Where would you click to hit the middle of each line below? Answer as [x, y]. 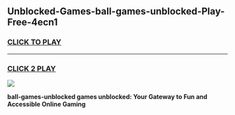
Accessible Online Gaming [47, 104]
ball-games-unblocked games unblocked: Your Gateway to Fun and [107, 96]
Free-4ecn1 [33, 23]
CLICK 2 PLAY [31, 68]
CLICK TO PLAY [34, 43]
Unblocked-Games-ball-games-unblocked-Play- [116, 11]
